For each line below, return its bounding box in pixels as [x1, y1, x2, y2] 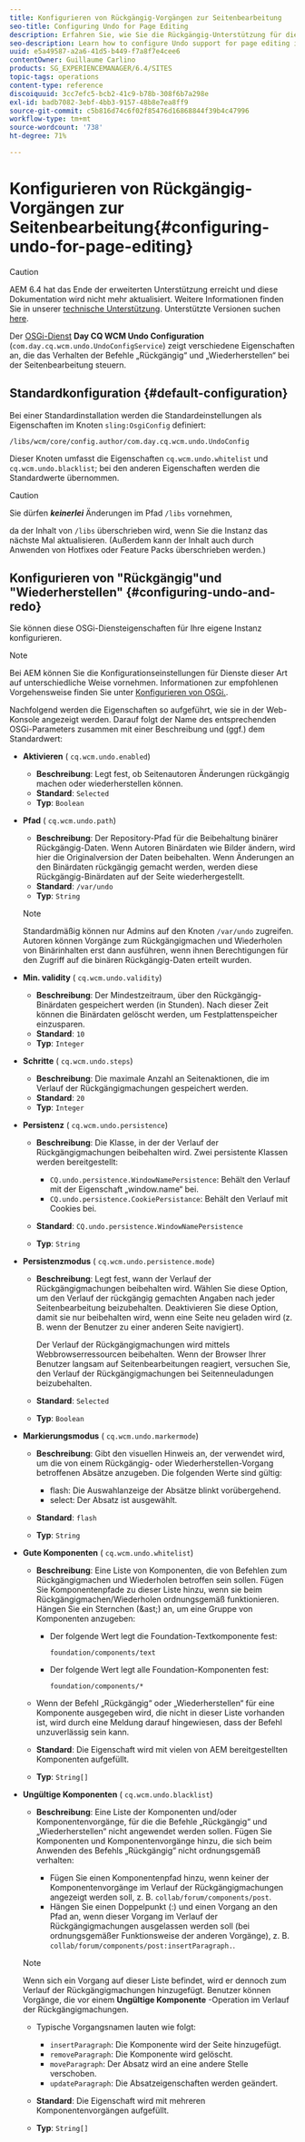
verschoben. [49, 2068, 97, 2079]
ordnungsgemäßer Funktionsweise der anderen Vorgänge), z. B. [49, 1931, 290, 1941]
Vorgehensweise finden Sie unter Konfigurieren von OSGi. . [9, 687, 229, 698]
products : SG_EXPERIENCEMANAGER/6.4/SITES [9, 64, 172, 74]
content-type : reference [9, 81, 103, 90]
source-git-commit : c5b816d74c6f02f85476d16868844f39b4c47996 [9, 106, 250, 115]
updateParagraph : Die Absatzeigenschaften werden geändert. [49, 2078, 279, 2088]
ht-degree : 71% [9, 132, 67, 141]
